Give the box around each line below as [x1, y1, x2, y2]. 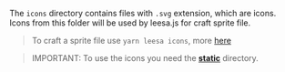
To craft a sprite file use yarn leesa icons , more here [31, 36, 232, 46]
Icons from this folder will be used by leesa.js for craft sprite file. [9, 17, 251, 28]
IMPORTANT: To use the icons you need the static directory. [31, 53, 260, 63]
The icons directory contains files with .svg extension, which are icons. [9, 8, 277, 18]
